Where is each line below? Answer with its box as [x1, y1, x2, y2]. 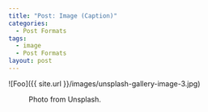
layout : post [8, 57, 53, 65]
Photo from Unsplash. [28, 94, 101, 104]
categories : [8, 19, 49, 27]
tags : [8, 34, 27, 43]
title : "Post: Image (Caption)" [8, 11, 117, 20]
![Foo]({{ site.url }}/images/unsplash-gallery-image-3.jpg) [8, 78, 201, 89]
